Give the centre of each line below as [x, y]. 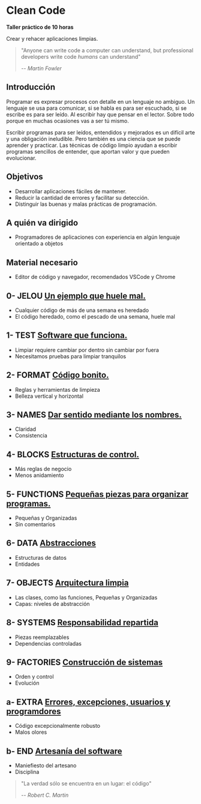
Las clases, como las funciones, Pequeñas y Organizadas [86, 597]
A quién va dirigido [42, 223]
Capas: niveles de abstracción [52, 604]
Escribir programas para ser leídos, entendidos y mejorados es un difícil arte [100, 132]
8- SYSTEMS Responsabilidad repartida [82, 622]
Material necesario [42, 262]
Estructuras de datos [41, 557]
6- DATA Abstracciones [51, 543]
